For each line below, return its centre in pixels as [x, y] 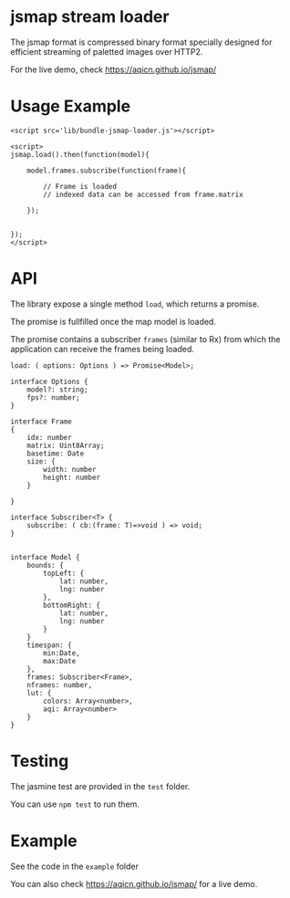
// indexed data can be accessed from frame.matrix [144, 194]
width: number [70, 469]
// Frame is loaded [80, 186]
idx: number [49, 437]
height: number [72, 477]
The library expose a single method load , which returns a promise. [135, 304]
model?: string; [58, 390]
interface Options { [50, 381]
